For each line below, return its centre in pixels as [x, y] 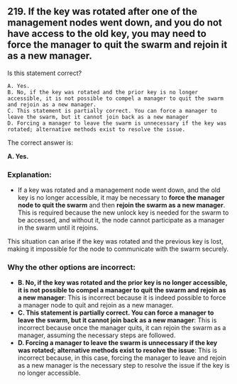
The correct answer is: [40, 142]
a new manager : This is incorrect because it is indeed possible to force [122, 298]
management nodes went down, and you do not [115, 23]
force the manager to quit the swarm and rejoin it [117, 45]
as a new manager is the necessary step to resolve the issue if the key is [124, 366]
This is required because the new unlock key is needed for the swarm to [123, 213]
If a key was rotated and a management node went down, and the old [119, 190]
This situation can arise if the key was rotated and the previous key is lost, [115, 242]
